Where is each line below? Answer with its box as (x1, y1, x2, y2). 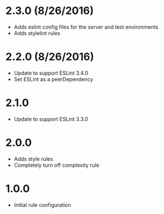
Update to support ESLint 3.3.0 (13, 115, 89, 122)
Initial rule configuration (13, 201, 71, 208)
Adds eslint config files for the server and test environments (13, 23, 159, 30)
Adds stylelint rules (13, 29, 61, 36)
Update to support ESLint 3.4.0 (13, 69, 89, 77)
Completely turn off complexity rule (13, 161, 100, 168)
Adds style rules (13, 155, 54, 162)
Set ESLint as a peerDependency (13, 75, 94, 82)
